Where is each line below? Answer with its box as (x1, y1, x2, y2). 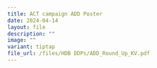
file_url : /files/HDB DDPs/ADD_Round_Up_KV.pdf (7, 50, 151, 57)
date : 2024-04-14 (7, 17, 59, 24)
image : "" (7, 37, 37, 44)
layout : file (7, 23, 46, 30)
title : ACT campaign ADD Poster (7, 10, 103, 18)
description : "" (7, 30, 55, 38)
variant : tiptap (7, 43, 55, 50)
